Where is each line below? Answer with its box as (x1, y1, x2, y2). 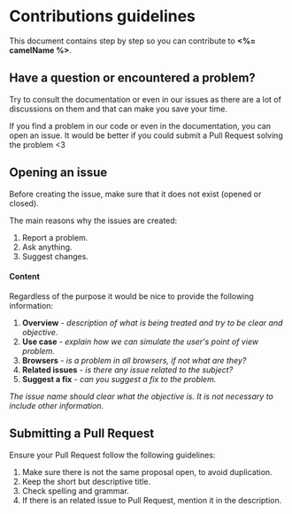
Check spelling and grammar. (21, 485, 130, 496)
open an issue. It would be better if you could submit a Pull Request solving (9, 130, 283, 141)
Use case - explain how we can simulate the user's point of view (21, 336, 259, 347)
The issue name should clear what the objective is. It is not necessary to (9, 391, 274, 402)
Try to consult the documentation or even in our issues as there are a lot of (9, 94, 281, 104)
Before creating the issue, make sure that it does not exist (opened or (9, 188, 262, 199)
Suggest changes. (21, 250, 88, 262)
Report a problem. (21, 232, 88, 242)
